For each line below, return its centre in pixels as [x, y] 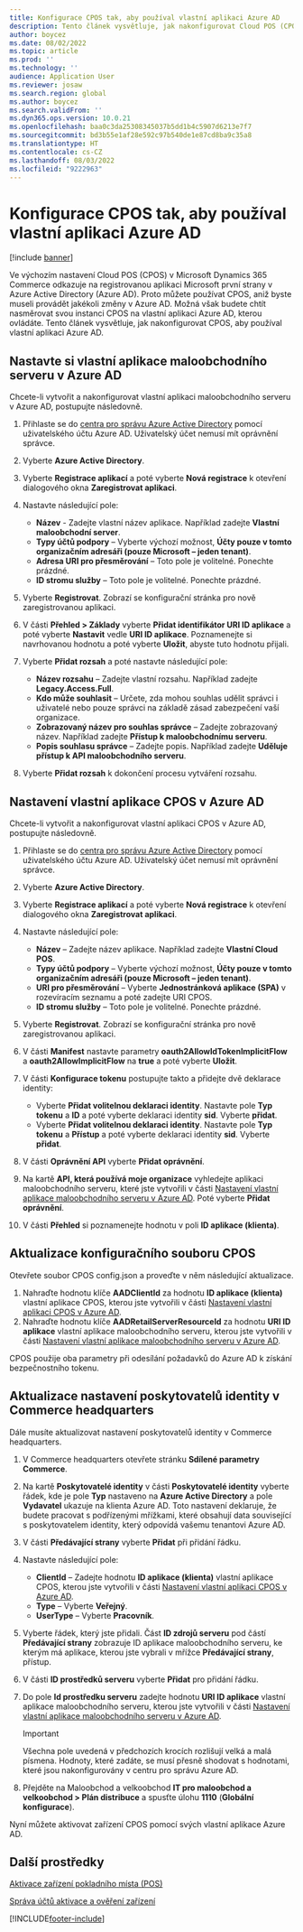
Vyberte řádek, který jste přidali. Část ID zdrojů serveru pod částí [144, 1633]
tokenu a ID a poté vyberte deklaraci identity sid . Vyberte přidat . [156, 1115]
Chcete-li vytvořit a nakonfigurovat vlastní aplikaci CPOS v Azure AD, [138, 823]
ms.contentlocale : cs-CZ [56, 152]
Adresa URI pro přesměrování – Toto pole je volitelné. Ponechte [155, 562]
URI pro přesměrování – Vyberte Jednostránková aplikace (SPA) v [161, 987]
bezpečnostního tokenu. [54, 1368]
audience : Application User [62, 77]
